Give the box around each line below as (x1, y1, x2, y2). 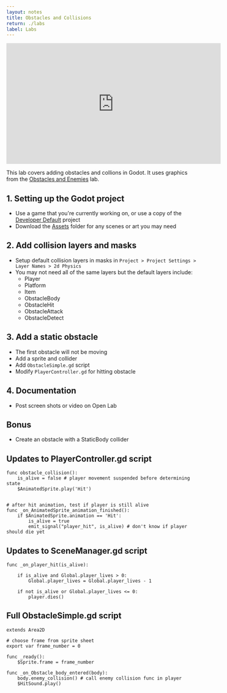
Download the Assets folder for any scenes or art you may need (15, 223, 176, 230)
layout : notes (6, 9, 43, 15)
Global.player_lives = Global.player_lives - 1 (28, 578, 152, 584)
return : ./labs (6, 20, 45, 26)
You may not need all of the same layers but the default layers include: (15, 268, 193, 276)
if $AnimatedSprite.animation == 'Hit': (17, 513, 122, 519)
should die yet (6, 529, 45, 535)
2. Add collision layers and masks (6, 240, 137, 251)
